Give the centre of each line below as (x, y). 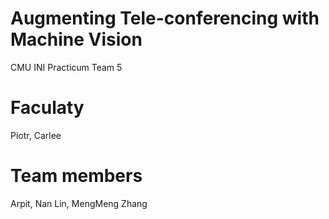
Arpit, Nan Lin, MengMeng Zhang (79, 203)
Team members (76, 176)
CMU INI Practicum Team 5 (66, 67)
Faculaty (47, 108)
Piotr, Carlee (36, 135)
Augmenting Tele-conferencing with (165, 18)
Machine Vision (76, 39)
